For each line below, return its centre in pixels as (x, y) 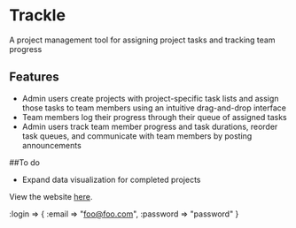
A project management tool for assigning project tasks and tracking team (142, 40)
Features (34, 77)
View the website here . (51, 196)
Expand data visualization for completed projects (111, 179)
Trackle (38, 15)
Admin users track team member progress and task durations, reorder (150, 126)
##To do (24, 162)
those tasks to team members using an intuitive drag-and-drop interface (154, 108)
